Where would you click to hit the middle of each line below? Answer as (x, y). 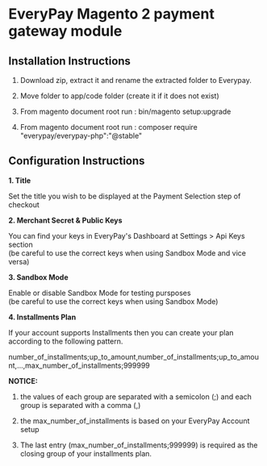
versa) (19, 261)
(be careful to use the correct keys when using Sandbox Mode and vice (127, 253)
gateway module (65, 31)
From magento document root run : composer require (108, 127)
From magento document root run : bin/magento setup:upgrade (125, 111)
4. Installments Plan (42, 317)
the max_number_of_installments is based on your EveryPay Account (135, 421)
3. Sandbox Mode (38, 277)
